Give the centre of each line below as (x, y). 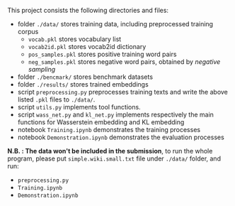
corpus (28, 32)
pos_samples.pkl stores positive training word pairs (102, 54)
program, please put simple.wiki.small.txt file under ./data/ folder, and (114, 158)
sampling (42, 69)
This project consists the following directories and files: (88, 10)
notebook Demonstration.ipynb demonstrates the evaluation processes (121, 137)
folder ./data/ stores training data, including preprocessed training (115, 24)
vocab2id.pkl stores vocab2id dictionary (87, 47)
